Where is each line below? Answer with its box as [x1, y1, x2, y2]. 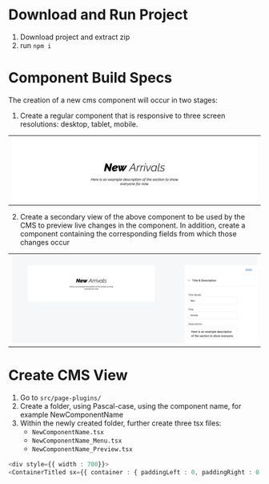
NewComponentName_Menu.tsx [31, 437, 122, 445]
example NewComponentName [19, 409, 124, 419]
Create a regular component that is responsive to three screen [19, 111, 226, 120]
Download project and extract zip [19, 32, 130, 42]
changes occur [19, 238, 70, 248]
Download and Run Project [8, 6, 188, 24]
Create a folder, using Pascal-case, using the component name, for [19, 401, 242, 410]
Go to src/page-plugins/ [19, 393, 102, 402]
